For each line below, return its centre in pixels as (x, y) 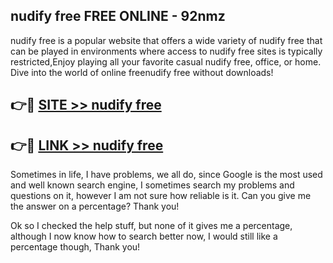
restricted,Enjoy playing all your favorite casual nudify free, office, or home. (166, 61)
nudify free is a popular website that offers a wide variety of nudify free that (166, 40)
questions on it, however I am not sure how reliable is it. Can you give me (161, 196)
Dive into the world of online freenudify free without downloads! (142, 72)
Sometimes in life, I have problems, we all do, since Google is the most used (166, 175)
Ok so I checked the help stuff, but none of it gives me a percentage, (151, 226)
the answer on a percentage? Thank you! (95, 206)
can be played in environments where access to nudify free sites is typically (166, 51)
